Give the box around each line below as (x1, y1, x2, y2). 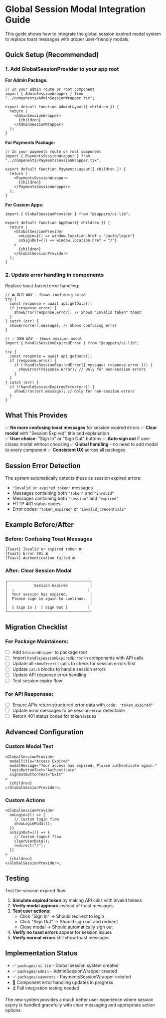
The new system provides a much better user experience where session (5, 996, 154, 1002)
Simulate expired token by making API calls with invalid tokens (12, 897, 142, 903)
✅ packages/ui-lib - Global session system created (12, 962, 119, 968)
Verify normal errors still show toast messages (12, 934, 110, 940)
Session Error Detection (5, 462, 81, 470)
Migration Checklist (5, 623, 68, 631)
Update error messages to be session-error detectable (12, 707, 125, 713)
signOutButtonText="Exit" (9, 772, 64, 777)
